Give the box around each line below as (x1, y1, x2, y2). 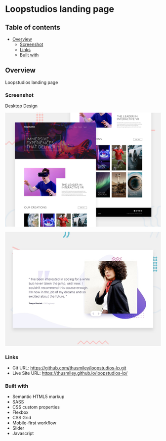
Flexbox (12, 409, 29, 415)
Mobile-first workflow (12, 420, 57, 426)
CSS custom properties (12, 404, 60, 410)
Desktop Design (5, 103, 38, 109)
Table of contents (5, 23, 60, 32)
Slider (12, 425, 25, 431)
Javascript (12, 431, 34, 437)
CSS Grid (12, 415, 31, 421)
